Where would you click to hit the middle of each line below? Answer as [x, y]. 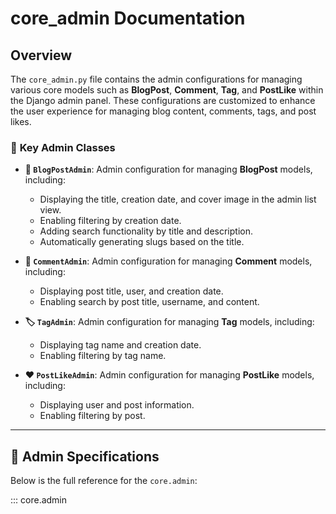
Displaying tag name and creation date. [120, 345]
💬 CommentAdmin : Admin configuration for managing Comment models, [168, 261]
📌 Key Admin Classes [63, 147]
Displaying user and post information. [117, 405]
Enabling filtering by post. [92, 416]
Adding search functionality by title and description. [146, 231]
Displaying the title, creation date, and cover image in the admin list [178, 199]
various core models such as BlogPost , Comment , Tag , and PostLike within [167, 90]
